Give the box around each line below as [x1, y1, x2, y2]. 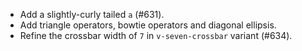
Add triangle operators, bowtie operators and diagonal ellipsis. [19, 19, 277, 31]
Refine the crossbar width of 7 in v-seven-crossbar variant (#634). [19, 30, 293, 41]
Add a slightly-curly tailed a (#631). [19, 9, 165, 20]
